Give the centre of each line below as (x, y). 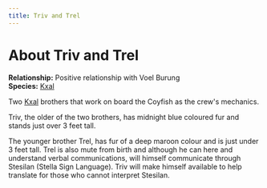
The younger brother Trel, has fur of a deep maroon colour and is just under (133, 141)
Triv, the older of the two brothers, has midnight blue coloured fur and (124, 117)
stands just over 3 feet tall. (52, 126)
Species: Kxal (31, 86)
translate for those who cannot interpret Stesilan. (89, 175)
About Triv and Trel (73, 55)
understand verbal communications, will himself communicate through (125, 158)
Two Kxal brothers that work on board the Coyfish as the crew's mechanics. (133, 102)
